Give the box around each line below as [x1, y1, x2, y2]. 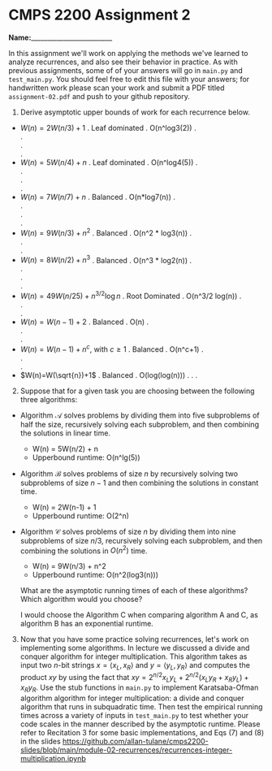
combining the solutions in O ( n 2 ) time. [19, 544, 148, 556]
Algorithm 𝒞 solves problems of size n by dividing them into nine [19, 526, 236, 536]
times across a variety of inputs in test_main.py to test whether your [19, 711, 249, 721]
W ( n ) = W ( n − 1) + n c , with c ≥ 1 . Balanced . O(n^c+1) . [19, 343, 204, 354]
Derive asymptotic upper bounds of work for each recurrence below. [19, 107, 250, 117]
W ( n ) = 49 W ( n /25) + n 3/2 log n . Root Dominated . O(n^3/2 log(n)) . [19, 290, 242, 301]
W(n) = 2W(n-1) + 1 [32, 502, 97, 512]
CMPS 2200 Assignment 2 [8, 6, 191, 24]
